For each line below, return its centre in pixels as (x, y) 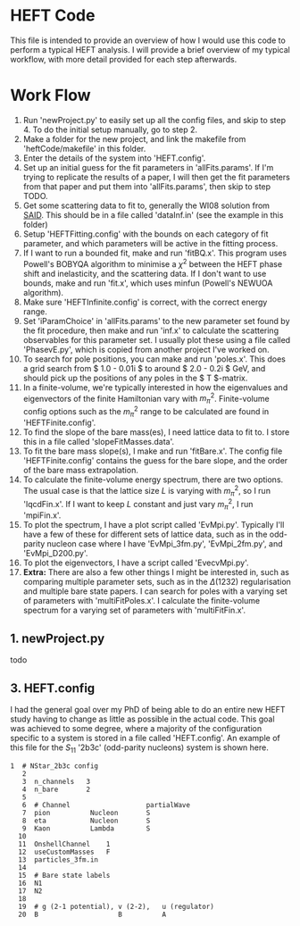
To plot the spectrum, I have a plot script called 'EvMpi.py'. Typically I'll (154, 525)
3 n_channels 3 (56, 781)
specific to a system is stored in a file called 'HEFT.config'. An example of (145, 738)
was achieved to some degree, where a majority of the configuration (136, 728)
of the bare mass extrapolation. (81, 471)
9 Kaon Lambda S (86, 828)
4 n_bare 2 (56, 789)
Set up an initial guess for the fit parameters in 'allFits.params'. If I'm (148, 167)
